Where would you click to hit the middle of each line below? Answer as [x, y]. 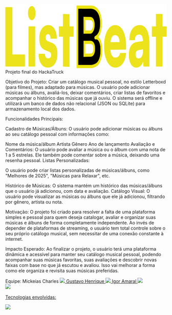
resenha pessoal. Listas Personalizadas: [48, 160]
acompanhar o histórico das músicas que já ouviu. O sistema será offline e [84, 98]
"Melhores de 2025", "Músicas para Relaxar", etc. [58, 176]
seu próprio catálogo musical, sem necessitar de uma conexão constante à [84, 233]
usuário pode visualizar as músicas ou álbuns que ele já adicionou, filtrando [85, 196]
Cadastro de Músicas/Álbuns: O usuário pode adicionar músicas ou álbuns [84, 129]
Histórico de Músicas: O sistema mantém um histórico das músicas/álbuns [84, 186]
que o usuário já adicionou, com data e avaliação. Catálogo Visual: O [78, 191]
